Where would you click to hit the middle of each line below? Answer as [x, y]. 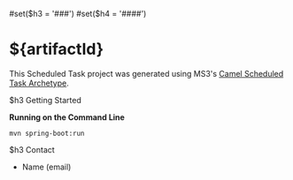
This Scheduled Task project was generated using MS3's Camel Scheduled [146, 73]
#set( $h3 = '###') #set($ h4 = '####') [78, 14]
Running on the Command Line [67, 117]
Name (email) [46, 167]
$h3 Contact [32, 149]
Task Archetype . [39, 83]
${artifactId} [57, 49]
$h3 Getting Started [45, 100]
